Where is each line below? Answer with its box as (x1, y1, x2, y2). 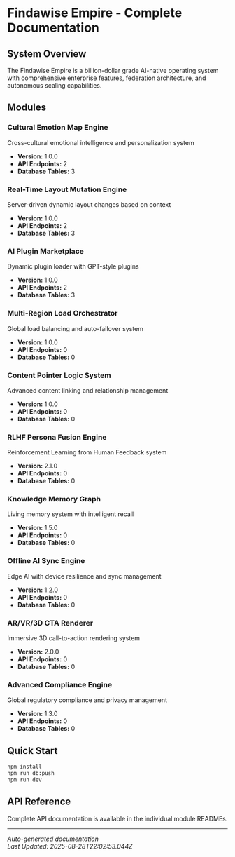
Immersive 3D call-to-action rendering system (7, 634, 141, 642)
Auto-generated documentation (7, 835, 99, 843)
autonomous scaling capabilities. (7, 81, 102, 89)
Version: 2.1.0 (17, 461, 58, 471)
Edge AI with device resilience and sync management (7, 572, 162, 580)
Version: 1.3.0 (17, 710, 58, 718)
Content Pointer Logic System (7, 370, 111, 380)
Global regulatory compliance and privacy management (7, 696, 168, 704)
